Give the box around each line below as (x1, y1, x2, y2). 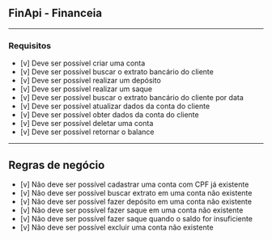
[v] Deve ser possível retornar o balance (19, 127, 155, 137)
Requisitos (8, 40, 51, 51)
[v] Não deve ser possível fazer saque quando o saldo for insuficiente (19, 213, 253, 223)
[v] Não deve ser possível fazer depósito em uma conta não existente (19, 196, 253, 206)
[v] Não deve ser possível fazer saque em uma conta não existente (19, 205, 244, 215)
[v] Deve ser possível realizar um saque (19, 84, 153, 94)
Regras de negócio (8, 158, 105, 172)
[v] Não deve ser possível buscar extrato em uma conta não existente (19, 187, 253, 197)
